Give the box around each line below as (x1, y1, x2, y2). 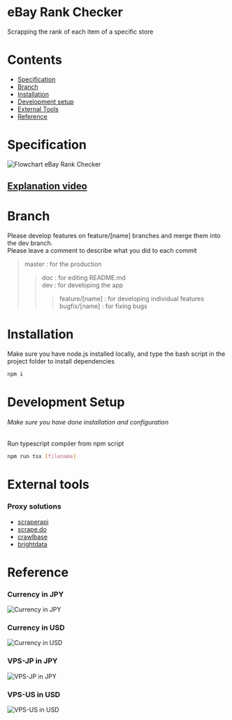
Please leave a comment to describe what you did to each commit (7, 247, 197, 255)
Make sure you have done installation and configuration (7, 417, 169, 426)
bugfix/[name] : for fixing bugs (59, 302, 148, 310)
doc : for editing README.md (41, 274, 126, 282)
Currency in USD (7, 623, 65, 632)
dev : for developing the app (41, 281, 124, 289)
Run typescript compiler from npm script (7, 439, 124, 448)
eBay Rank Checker (7, 4, 124, 20)
